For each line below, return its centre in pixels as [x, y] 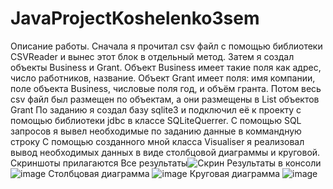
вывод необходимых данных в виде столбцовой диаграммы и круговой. [165, 152]
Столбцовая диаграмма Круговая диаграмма [164, 173]
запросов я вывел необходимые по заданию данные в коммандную [156, 131]
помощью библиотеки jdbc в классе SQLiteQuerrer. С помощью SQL [156, 120]
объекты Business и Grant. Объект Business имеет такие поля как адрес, [166, 67]
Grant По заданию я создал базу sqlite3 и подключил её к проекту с [156, 109]
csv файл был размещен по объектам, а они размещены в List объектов [165, 99]
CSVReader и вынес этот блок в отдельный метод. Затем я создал [152, 56]
